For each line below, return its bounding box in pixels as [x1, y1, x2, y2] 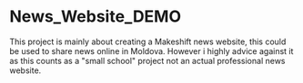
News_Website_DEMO [9, 6, 182, 27]
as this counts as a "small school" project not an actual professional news [9, 55, 286, 66]
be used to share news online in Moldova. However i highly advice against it [9, 45, 294, 56]
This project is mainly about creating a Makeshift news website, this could [9, 36, 287, 47]
